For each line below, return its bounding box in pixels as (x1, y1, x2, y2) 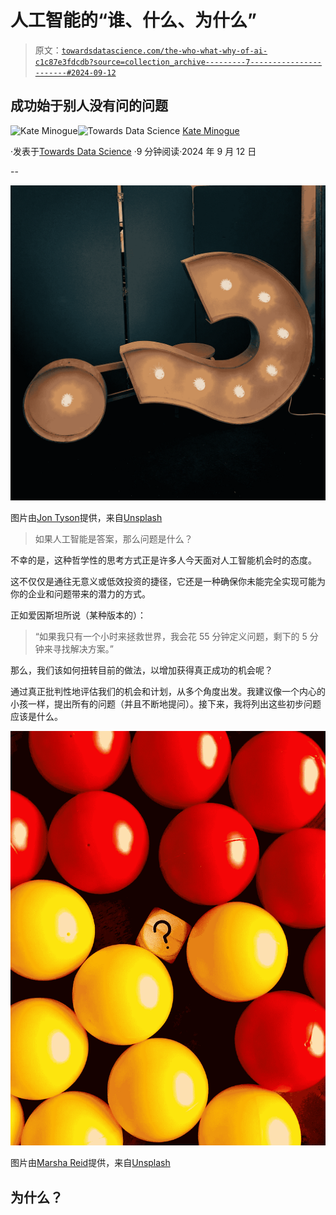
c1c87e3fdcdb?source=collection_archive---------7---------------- (34, 57, 322, 67)
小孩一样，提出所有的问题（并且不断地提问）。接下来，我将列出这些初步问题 (10, 697, 322, 710)
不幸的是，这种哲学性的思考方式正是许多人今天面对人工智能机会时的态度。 (10, 554, 317, 566)
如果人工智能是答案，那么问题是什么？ (34, 532, 193, 545)
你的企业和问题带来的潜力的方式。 (10, 587, 151, 600)
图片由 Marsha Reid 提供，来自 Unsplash (10, 1157, 171, 1169)
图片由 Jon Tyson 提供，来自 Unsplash (10, 511, 163, 523)
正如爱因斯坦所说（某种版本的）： (10, 609, 147, 621)
